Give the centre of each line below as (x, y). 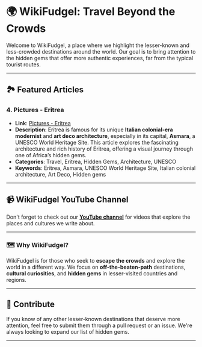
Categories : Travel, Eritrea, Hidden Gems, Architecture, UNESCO (95, 161)
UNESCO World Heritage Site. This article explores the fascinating (97, 142)
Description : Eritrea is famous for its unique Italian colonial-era (94, 130)
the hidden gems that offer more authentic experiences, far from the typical (100, 58)
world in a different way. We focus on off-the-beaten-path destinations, (96, 267)
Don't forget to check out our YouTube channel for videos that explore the (98, 217)
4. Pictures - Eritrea (35, 110)
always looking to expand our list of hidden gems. (68, 331)
